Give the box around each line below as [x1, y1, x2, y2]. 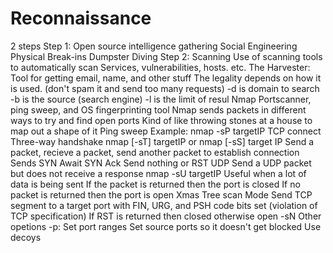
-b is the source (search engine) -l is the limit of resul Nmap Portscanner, [10, 93, 312, 105]
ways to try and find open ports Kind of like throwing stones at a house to [10, 114, 313, 126]
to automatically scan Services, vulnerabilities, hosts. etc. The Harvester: [10, 61, 311, 73]
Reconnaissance [10, 7, 152, 30]
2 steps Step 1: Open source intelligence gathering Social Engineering [10, 40, 298, 52]
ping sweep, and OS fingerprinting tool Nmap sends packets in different [10, 103, 307, 116]
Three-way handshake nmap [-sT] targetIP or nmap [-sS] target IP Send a [10, 135, 315, 147]
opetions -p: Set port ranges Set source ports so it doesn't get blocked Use [10, 220, 322, 232]
